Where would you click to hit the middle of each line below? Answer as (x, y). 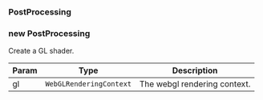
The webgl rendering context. (195, 84)
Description (195, 70)
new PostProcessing (49, 33)
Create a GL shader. (41, 51)
